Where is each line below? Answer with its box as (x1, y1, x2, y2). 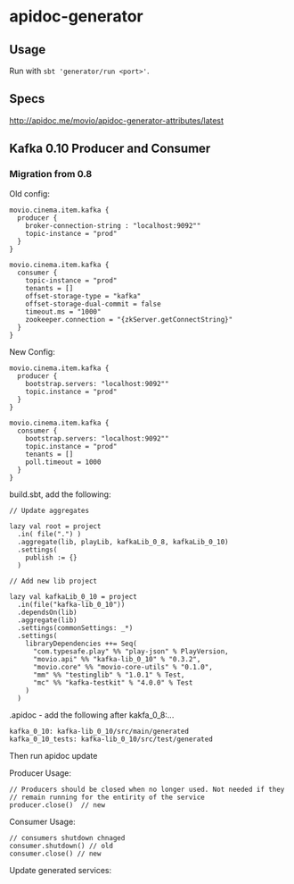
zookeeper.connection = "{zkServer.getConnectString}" (25, 315, 233, 324)
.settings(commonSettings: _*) (17, 623, 134, 632)
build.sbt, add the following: (9, 489, 111, 500)
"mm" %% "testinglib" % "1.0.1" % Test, (32, 670, 185, 679)
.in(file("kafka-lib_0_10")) (17, 600, 126, 609)
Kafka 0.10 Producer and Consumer (9, 141, 211, 156)
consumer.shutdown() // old (9, 841, 114, 850)
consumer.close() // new (9, 849, 102, 858)
